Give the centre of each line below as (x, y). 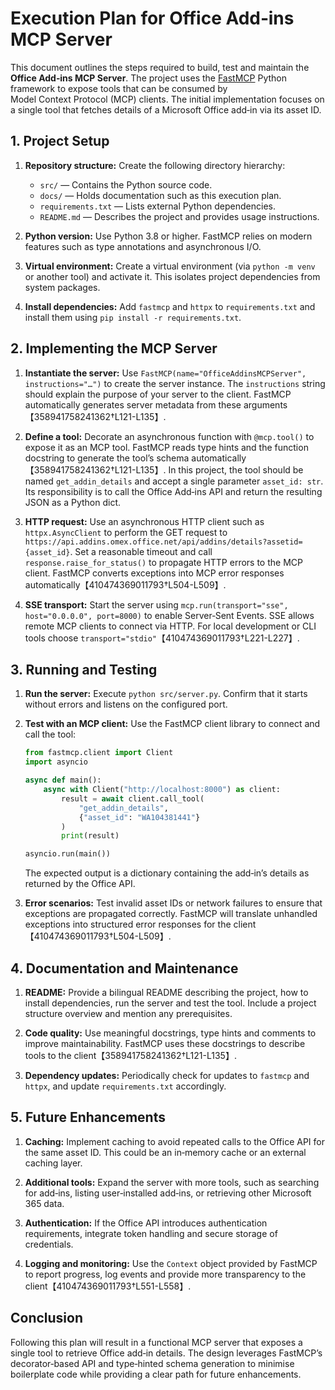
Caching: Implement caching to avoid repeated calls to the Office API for (174, 1141)
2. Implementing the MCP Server (114, 348)
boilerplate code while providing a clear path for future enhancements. (156, 1374)
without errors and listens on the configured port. (126, 704)
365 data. (44, 1203)
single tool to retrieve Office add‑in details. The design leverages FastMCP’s (166, 1353)
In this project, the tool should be (236, 469)
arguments (265, 404)
